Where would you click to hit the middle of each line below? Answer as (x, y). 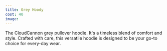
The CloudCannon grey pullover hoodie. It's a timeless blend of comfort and (84, 33)
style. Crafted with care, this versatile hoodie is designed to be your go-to (81, 38)
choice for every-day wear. (33, 44)
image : (12, 19)
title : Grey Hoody (24, 10)
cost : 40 (14, 14)
